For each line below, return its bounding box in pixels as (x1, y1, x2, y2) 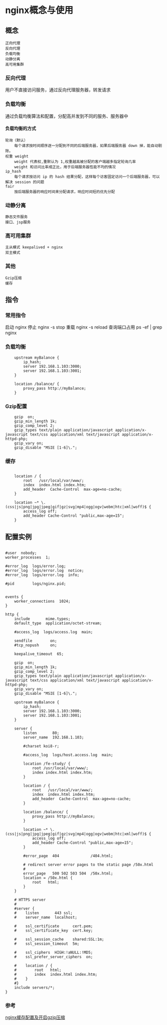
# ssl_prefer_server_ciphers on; (14, 954, 93, 960)
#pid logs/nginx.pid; (5, 581, 66, 587)
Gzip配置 (5, 402, 28, 409)
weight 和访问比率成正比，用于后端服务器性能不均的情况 (14, 164, 116, 170)
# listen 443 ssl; (14, 911, 73, 916)
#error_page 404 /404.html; (23, 853, 113, 858)
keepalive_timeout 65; (14, 652, 64, 657)
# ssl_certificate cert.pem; (14, 924, 93, 929)
